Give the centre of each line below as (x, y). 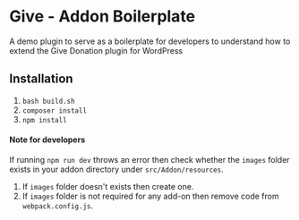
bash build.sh (48, 101)
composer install (55, 110)
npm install (44, 120)
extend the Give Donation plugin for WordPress (96, 50)
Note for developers (47, 140)
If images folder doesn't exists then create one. (108, 186)
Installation (41, 79)
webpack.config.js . (58, 205)
